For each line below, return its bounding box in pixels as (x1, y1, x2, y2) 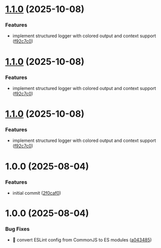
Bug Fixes (5, 225, 30, 232)
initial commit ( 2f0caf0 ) (12, 190, 61, 196)
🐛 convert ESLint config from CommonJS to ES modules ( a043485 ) (12, 237, 152, 243)
